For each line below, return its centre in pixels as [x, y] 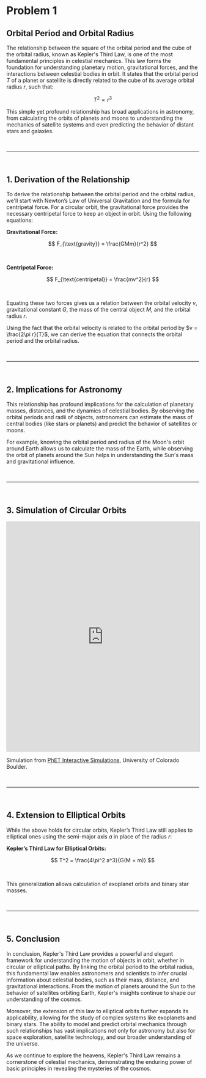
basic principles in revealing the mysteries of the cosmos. [79, 1068]
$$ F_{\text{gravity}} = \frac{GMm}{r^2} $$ [103, 244]
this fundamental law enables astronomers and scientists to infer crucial [97, 973]
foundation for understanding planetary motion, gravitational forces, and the [102, 67]
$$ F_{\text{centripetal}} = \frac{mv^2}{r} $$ [103, 279]
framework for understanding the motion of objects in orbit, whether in [95, 960]
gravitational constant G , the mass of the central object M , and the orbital [98, 310]
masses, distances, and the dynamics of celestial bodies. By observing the [100, 411]
